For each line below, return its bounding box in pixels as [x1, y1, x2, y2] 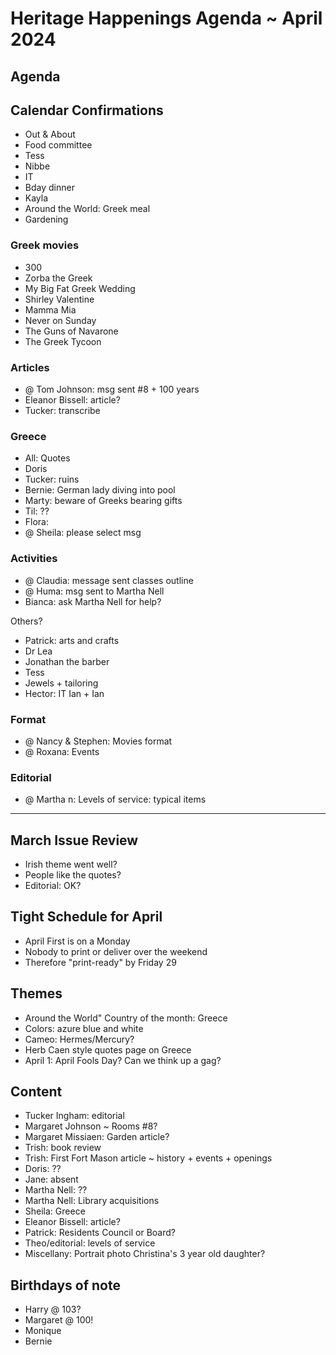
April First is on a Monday [24, 935, 131, 947]
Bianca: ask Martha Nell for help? [24, 595, 162, 607]
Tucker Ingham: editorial [24, 1110, 125, 1122]
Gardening [24, 213, 69, 226]
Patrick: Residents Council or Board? [24, 1227, 176, 1239]
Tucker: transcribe [24, 404, 101, 416]
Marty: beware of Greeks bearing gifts [24, 495, 183, 507]
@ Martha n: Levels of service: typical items [24, 793, 207, 806]
